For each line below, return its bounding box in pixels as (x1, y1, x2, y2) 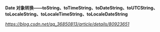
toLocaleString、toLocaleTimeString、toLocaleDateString (5, 11, 128, 17)
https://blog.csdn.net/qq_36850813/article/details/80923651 (5, 21, 130, 27)
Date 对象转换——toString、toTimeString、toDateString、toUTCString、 (5, 5, 158, 10)
